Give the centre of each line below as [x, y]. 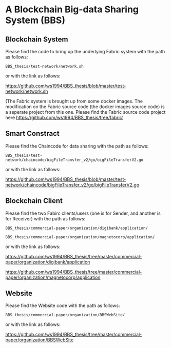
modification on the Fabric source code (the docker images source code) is [85, 107]
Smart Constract [33, 134]
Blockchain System [37, 39]
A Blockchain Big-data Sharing [72, 9]
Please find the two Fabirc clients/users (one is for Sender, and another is [83, 213]
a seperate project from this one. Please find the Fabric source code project [85, 112]
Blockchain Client [34, 201]
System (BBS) [35, 20]
